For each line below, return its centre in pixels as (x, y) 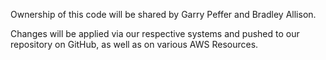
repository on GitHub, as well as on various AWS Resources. (134, 44)
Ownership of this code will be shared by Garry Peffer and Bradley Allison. (163, 14)
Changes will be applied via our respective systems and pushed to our (155, 33)
